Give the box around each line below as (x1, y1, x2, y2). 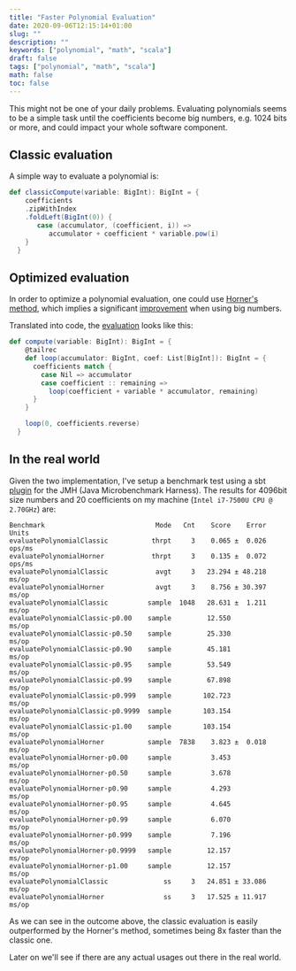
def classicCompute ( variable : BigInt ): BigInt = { (9, 188, 200, 197)
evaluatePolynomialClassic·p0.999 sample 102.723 (9, 691, 231, 700)
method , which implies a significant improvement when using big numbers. (9, 303, 283, 314)
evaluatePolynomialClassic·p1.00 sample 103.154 (9, 722, 231, 731)
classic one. (9, 935, 53, 945)
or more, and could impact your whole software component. (9, 121, 228, 133)
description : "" (9, 37, 69, 47)
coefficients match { (32, 362, 113, 371)
